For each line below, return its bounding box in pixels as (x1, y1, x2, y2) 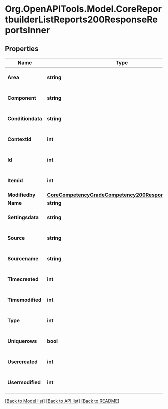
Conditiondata (7, 115, 42, 122)
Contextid (7, 136, 32, 143)
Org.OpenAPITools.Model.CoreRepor (5, 3, 162, 15)
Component (7, 95, 36, 101)
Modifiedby (7, 191, 36, 198)
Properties (5, 44, 39, 53)
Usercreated (7, 358, 38, 365)
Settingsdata (7, 214, 39, 221)
